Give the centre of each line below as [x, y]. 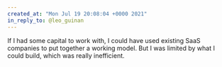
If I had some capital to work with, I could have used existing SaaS [104, 40]
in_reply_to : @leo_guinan [45, 20]
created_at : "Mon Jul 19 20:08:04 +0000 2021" [77, 14]
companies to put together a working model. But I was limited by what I [111, 48]
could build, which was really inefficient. [66, 55]
